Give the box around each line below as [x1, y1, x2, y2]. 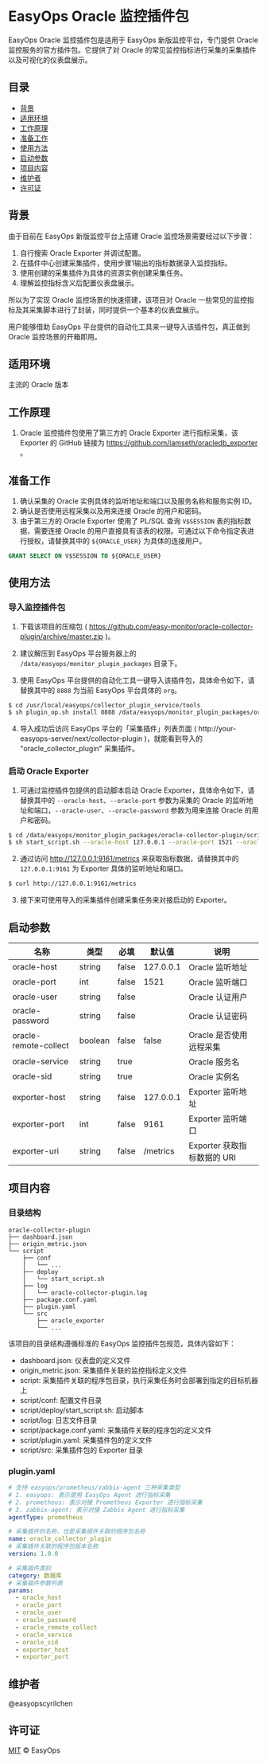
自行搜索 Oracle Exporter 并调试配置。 [19, 248, 145, 257]
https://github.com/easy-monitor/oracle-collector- [88, 621, 253, 631]
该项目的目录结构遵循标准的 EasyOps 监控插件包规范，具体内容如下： [8, 1338, 237, 1348]
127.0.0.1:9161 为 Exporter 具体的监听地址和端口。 [19, 864, 188, 873]
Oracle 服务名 [188, 1056, 240, 1068]
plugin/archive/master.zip [19, 631, 103, 641]
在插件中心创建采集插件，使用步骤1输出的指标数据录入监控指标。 [19, 258, 232, 268]
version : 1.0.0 [8, 1550, 59, 1558]
